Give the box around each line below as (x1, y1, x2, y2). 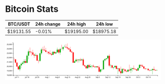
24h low (95, 21, 113, 27)
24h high (67, 21, 86, 27)
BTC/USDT (8, 21, 31, 27)
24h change (35, 21, 61, 27)
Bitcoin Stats (5, 3, 59, 15)
